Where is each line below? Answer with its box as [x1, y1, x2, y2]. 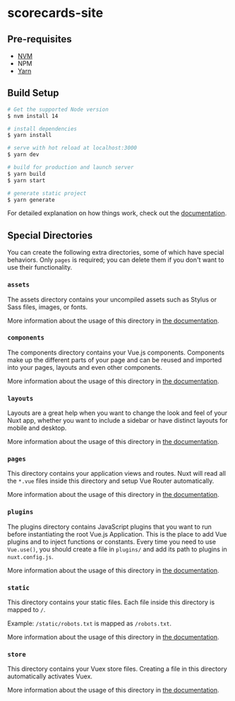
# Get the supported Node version [7, 106, 109, 113]
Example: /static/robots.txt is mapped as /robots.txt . [7, 619, 171, 628]
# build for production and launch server [7, 164, 134, 171]
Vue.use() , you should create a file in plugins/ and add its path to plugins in [7, 545, 227, 553]
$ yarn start [7, 176, 46, 184]
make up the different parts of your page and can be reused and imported [7, 355, 222, 364]
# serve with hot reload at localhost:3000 [7, 145, 138, 152]
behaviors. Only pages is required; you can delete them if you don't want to [7, 256, 224, 264]
